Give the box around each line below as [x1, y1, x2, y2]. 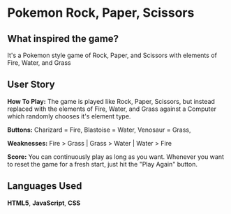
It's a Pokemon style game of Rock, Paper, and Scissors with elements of [7, 51, 218, 59]
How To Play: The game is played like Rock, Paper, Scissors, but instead [7, 97, 215, 105]
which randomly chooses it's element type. [7, 112, 131, 120]
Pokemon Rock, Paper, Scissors [7, 5, 195, 21]
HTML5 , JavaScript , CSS [7, 199, 81, 207]
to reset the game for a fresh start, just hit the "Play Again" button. [7, 160, 198, 168]
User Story [7, 79, 55, 91]
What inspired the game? [7, 33, 119, 45]
